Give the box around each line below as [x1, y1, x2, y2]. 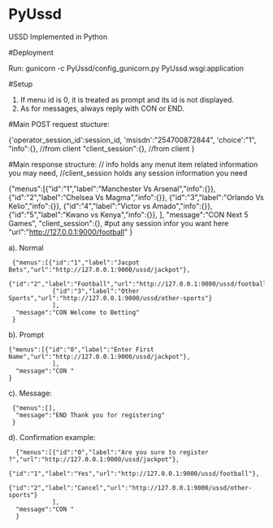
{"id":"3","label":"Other [51, 286, 140, 295]
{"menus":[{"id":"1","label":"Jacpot [11, 258, 140, 267]
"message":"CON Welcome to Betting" [15, 308, 140, 316]
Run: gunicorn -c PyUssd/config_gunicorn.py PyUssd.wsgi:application [8, 63, 245, 73]
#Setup [8, 79, 33, 89]
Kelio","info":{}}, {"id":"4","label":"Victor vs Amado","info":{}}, [8, 201, 213, 211]
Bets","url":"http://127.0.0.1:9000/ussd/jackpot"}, [8, 265, 191, 273]
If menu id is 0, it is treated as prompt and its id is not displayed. [19, 94, 234, 104]
